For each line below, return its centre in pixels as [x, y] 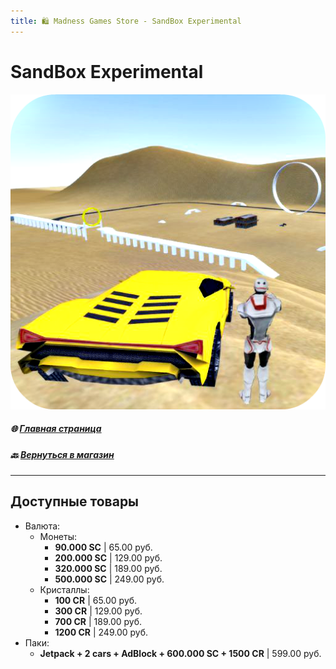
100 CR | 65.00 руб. [96, 600]
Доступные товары [75, 501]
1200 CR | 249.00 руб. [101, 632]
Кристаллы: [64, 589]
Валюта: [42, 526]
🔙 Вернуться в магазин [62, 454]
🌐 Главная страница [56, 429]
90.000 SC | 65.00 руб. [103, 547]
